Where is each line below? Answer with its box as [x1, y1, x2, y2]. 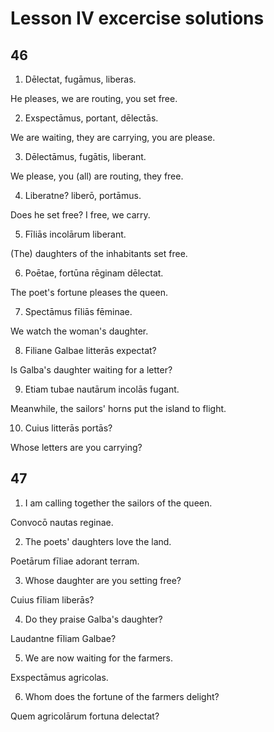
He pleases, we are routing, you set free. [10, 93, 178, 104]
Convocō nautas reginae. [10, 516, 114, 528]
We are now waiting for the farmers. [24, 652, 174, 664]
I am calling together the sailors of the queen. [24, 497, 213, 509]
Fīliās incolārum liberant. [24, 228, 127, 240]
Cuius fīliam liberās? [10, 593, 95, 606]
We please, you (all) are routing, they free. [10, 170, 184, 182]
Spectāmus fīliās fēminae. [24, 306, 133, 317]
